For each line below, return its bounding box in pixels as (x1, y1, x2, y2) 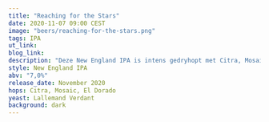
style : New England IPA (8, 64, 88, 72)
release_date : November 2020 (8, 79, 106, 87)
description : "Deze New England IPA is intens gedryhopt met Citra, (8, 57, 242, 65)
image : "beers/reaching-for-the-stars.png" (8, 26, 156, 35)
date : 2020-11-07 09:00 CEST (8, 19, 106, 27)
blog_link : (8, 49, 45, 57)
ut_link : (8, 42, 38, 50)
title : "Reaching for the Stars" (8, 11, 120, 20)
